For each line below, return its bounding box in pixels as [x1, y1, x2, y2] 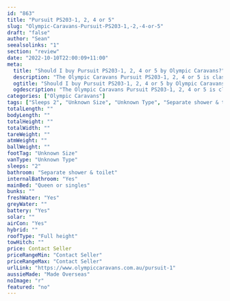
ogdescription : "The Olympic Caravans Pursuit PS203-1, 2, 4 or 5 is [13, 86, 216, 93]
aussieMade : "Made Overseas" [7, 271, 90, 278]
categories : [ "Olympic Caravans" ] [7, 93, 106, 100]
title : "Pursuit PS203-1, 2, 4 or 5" [7, 16, 115, 23]
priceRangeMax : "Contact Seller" [7, 258, 103, 265]
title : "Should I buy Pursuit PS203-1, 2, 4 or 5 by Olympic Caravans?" [13, 67, 225, 74]
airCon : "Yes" [7, 220, 48, 226]
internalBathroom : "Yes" [7, 175, 78, 182]
